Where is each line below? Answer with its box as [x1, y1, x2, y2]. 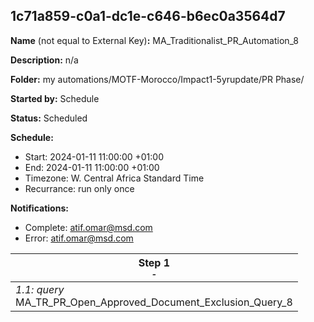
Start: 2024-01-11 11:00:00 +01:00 [24, 150, 165, 163]
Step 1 [138, 255, 171, 269]
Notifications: [10, 202, 69, 214]
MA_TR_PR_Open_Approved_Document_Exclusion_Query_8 [15, 295, 293, 309]
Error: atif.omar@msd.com [24, 232, 134, 244]
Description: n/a [10, 54, 79, 66]
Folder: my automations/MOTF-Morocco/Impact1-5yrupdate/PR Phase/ [10, 73, 305, 85]
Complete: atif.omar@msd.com [24, 221, 153, 233]
